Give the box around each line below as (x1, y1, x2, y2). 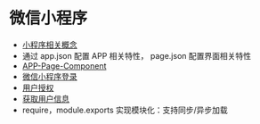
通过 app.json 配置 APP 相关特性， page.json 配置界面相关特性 (21, 50, 252, 61)
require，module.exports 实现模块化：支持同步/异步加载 (21, 104, 229, 115)
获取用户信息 (21, 93, 69, 103)
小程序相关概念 (21, 39, 77, 50)
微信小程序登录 (21, 70, 77, 81)
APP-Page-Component (21, 60, 107, 71)
